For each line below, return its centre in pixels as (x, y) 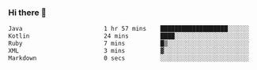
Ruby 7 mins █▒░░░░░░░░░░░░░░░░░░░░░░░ (128, 44)
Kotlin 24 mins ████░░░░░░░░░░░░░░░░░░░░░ (128, 36)
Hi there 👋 (28, 13)
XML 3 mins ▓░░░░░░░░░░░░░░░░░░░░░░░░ (128, 50)
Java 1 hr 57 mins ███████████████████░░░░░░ (128, 29)
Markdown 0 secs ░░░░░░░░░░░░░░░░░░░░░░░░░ (128, 58)
